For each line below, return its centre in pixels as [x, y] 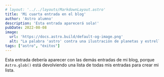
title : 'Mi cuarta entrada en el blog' [46, 14]
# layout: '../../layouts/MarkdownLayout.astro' [55, 10]
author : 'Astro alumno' [29, 19]
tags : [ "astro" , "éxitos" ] [32, 46]
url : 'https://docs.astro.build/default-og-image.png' [66, 37]
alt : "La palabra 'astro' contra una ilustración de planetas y [76, 41]
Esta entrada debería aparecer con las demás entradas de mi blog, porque [80, 59]
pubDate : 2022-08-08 [26, 28]
